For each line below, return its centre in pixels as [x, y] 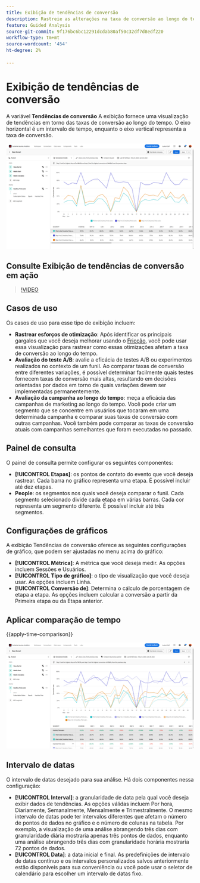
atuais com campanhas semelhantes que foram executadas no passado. [104, 429]
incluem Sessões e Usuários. [50, 569]
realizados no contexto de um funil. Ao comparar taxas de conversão [99, 366]
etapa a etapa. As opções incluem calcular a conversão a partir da [96, 595]
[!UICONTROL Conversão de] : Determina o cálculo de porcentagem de [102, 588]
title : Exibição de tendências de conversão [62, 13]
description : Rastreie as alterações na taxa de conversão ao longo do [97, 19]
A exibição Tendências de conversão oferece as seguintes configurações [96, 545]
